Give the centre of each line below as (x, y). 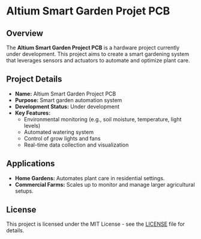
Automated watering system (59, 132)
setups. (24, 191)
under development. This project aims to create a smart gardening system (98, 54)
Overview (25, 33)
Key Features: (33, 113)
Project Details (34, 79)
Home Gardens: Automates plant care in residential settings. (90, 178)
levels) (32, 126)
